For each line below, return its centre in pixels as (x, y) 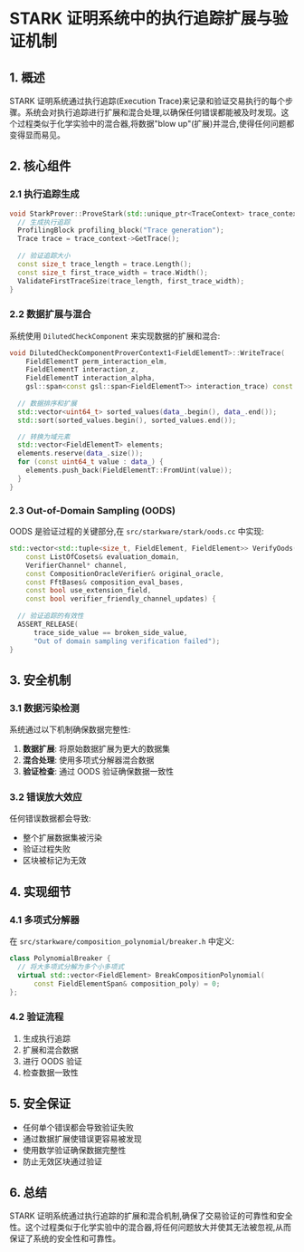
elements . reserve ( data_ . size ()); (81, 454)
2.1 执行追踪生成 (44, 194)
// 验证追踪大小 (44, 256)
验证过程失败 (46, 849)
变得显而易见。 (37, 135)
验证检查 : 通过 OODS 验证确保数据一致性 (98, 772)
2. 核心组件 (40, 166)
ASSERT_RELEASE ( (48, 624)
